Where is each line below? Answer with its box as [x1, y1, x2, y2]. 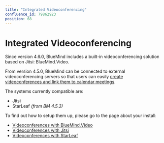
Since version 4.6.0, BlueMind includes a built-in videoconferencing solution [5, 54, 160, 59]
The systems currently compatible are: [5, 88, 84, 94]
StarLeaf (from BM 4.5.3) [12, 103, 63, 109]
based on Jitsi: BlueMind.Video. [5, 59, 69, 65]
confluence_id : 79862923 [5, 12, 56, 17]
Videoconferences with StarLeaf [12, 133, 78, 139]
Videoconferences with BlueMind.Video [12, 122, 93, 128]
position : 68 [5, 16, 32, 21]
